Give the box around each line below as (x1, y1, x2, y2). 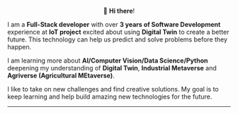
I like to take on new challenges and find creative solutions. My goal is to (7, 85, 219, 93)
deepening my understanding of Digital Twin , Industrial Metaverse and (7, 64, 217, 72)
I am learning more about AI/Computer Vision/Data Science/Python (7, 56, 208, 65)
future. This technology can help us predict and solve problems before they (7, 35, 228, 44)
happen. (7, 43, 32, 51)
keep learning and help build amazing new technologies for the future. (7, 92, 212, 101)
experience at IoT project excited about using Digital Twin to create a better (7, 28, 229, 36)
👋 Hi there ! (103, 7, 135, 15)
